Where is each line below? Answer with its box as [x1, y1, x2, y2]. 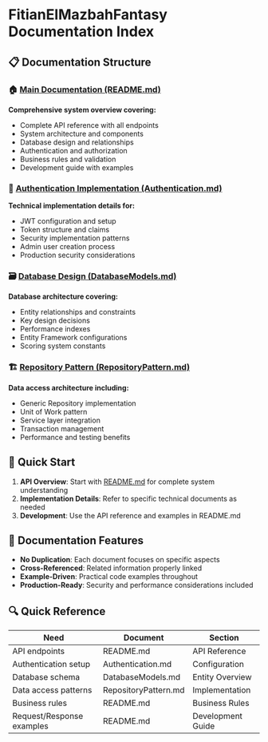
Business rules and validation [19, 154, 116, 164]
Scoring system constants [19, 341, 106, 351]
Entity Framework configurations [19, 333, 128, 343]
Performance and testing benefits [19, 432, 131, 442]
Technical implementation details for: [8, 201, 136, 211]
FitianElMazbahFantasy [8, 6, 167, 24]
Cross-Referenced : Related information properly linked [19, 563, 203, 573]
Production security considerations [19, 250, 136, 260]
